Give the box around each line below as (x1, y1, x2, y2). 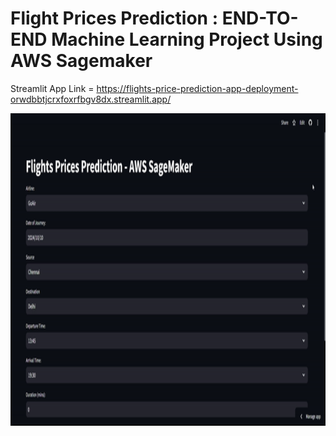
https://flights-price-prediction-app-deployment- (96, 82, 299, 94)
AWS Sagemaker (10, 50, 153, 72)
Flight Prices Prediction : (10, 7, 219, 30)
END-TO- (221, 7, 299, 30)
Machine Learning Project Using (51, 28, 323, 51)
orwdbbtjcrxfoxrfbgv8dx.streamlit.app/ (10, 93, 172, 105)
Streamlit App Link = (10, 82, 95, 94)
